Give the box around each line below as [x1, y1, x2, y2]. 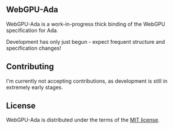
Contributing [6, 62, 54, 72]
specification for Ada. [6, 27, 59, 34]
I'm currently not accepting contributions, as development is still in [6, 77, 168, 85]
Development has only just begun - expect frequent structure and [6, 38, 165, 45]
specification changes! [6, 44, 62, 51]
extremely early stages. [6, 83, 64, 91]
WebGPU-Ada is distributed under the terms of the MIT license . [6, 117, 160, 124]
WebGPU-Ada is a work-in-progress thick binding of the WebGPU [6, 20, 166, 27]
